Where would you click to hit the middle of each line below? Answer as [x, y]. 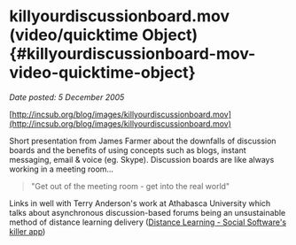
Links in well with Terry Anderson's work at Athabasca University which [140, 203]
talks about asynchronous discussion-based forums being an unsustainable [148, 212]
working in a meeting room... [61, 169]
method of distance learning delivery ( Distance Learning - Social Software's [148, 222]
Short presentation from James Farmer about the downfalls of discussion [143, 141]
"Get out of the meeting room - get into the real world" [130, 186]
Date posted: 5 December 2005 [67, 97]
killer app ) [27, 231]
